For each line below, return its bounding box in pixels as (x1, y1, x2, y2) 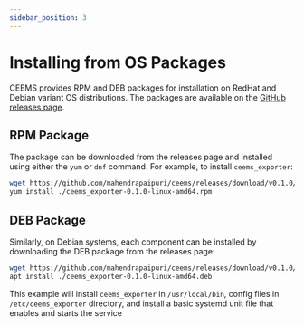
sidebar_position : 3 (9, 13, 88, 23)
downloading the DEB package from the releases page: (9, 245, 215, 256)
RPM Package (9, 128, 89, 143)
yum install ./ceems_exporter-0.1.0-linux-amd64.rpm (9, 187, 213, 197)
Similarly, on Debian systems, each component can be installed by (9, 236, 257, 247)
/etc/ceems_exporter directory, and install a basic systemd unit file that (9, 298, 274, 309)
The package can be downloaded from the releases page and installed (9, 151, 273, 163)
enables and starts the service (9, 307, 122, 318)
